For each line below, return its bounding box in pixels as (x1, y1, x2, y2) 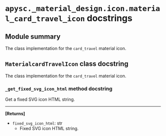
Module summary (5, 32, 61, 41)
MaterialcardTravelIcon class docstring (5, 60, 128, 68)
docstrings (86, 13, 132, 24)
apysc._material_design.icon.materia (5, 4, 161, 13)
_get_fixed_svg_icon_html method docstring (5, 85, 113, 92)
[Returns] (5, 111, 26, 117)
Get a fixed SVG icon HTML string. (5, 96, 75, 102)
